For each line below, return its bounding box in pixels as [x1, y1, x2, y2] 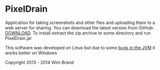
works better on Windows [5, 50, 57, 56]
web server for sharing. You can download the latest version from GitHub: [5, 24, 155, 30]
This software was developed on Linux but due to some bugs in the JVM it [5, 45, 156, 50]
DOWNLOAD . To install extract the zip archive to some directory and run [5, 30, 151, 36]
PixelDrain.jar [5, 35, 32, 41]
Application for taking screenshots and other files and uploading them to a [5, 20, 156, 25]
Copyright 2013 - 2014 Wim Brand [5, 59, 74, 65]
